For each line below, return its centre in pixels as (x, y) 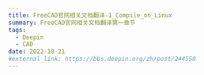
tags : (17, 30)
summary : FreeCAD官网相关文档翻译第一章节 (72, 23)
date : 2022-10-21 (37, 52)
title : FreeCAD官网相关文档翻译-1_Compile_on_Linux (90, 15)
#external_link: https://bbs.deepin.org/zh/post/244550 (102, 59)
